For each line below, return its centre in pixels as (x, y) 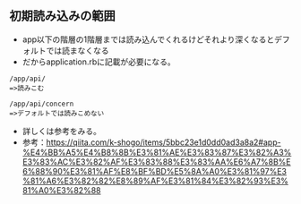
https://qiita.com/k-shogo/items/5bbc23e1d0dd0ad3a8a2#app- (163, 142)
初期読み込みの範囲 (62, 16)
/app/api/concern (42, 104)
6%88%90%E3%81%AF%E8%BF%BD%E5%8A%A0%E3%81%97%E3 (154, 171)
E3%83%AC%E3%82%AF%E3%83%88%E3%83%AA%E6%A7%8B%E (156, 161)
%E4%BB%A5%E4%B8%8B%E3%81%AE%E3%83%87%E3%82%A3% (157, 152)
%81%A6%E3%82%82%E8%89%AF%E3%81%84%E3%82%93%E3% (155, 181)
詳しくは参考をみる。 (61, 131)
